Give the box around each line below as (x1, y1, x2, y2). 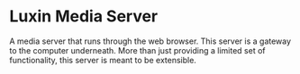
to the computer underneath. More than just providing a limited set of (9, 45, 266, 55)
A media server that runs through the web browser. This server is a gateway (9, 36, 291, 46)
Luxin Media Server (9, 6, 159, 27)
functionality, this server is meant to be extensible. (9, 54, 196, 65)
